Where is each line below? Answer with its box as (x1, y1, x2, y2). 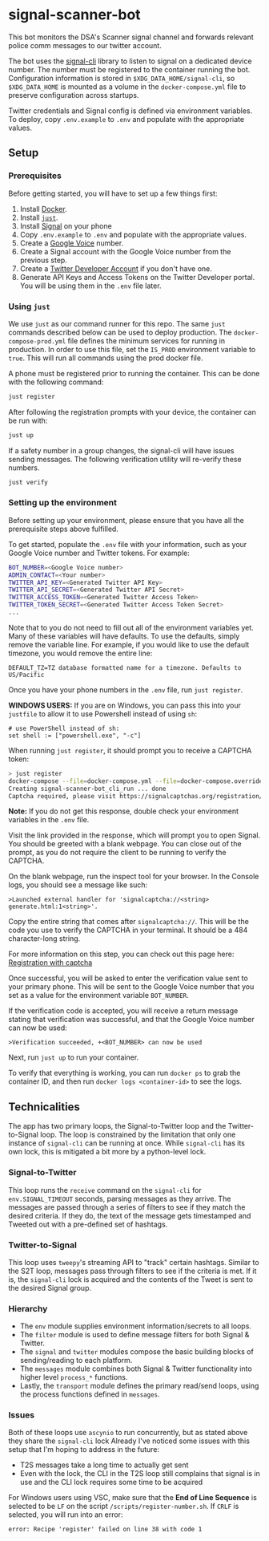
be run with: (8, 416, 48, 425)
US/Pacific (8, 671, 45, 679)
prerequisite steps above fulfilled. (8, 524, 118, 533)
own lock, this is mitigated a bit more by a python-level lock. (8, 1147, 207, 1157)
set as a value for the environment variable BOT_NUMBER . (8, 991, 190, 1000)
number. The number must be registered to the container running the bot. (8, 64, 251, 74)
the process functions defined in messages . (19, 1389, 160, 1399)
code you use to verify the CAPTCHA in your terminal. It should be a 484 (8, 925, 248, 935)
